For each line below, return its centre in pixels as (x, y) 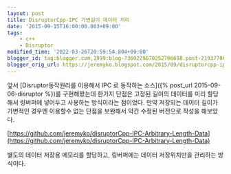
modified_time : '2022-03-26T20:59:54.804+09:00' (78, 52)
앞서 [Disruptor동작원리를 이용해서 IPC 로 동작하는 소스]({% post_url (100, 85)
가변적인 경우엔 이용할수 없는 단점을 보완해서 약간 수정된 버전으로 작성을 (103, 111)
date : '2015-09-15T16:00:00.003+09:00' (64, 26)
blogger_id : (24, 58)
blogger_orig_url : (33, 65)
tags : (15, 33)
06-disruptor (25, 94)
